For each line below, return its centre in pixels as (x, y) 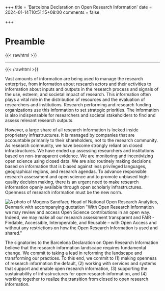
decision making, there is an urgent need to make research (79, 182)
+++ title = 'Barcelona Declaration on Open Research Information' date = (79, 7)
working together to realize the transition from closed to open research (77, 279)
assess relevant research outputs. (39, 120)
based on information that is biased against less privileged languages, (76, 166)
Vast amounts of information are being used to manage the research (74, 78)
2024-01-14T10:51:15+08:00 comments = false (52, 12)
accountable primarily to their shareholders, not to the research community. (82, 140)
